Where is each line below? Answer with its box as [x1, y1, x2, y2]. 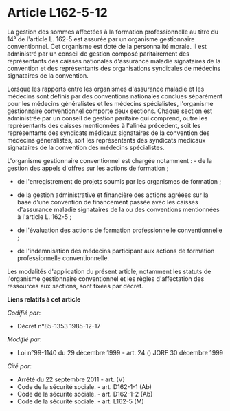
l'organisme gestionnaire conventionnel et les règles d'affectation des [7, 274, 205, 283]
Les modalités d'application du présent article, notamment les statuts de [7, 267, 211, 275]
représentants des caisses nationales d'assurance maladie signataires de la [7, 56, 221, 65]
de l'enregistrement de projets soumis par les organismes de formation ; [16, 177, 222, 185]
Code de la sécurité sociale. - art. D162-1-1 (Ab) [16, 382, 152, 390]
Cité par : [7, 361, 32, 370]
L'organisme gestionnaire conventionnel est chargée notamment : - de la [7, 156, 213, 165]
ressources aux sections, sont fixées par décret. [7, 282, 143, 290]
